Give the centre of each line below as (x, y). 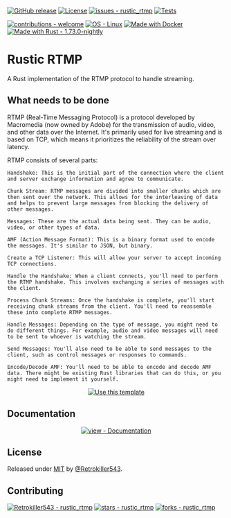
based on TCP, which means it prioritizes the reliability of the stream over (112, 139)
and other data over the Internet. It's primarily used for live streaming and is (115, 132)
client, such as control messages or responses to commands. (97, 355)
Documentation (41, 414)
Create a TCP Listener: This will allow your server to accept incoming (114, 258)
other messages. (30, 209)
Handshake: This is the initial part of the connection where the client (116, 173)
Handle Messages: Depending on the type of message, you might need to (112, 325)
